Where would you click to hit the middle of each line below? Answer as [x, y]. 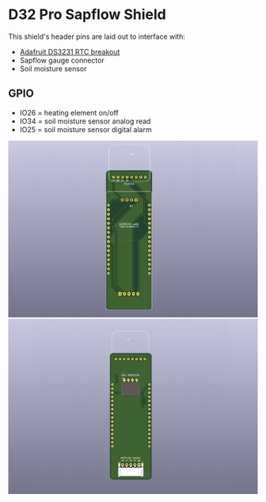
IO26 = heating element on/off [69, 112]
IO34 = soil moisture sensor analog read [85, 121]
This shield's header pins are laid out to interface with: [97, 36]
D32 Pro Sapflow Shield [87, 15]
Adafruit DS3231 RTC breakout [70, 51]
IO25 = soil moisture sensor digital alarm [85, 129]
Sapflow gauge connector [62, 60]
